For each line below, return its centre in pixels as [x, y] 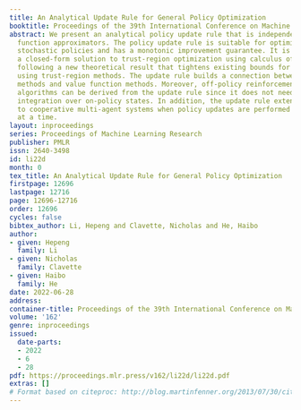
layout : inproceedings [52, 126]
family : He [38, 284]
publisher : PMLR [39, 142]
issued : [24, 334]
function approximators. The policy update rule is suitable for [142, 43]
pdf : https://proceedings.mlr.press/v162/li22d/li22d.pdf [120, 376]
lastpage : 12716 [39, 192]
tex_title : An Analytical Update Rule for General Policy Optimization [146, 175]
